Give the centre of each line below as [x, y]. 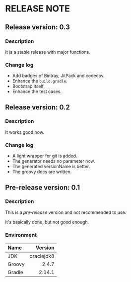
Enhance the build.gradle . [40, 81]
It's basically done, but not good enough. [47, 222]
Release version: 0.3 [38, 27]
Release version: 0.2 [38, 107]
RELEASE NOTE [38, 9]
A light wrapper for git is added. [45, 156]
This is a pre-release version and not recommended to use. [66, 212]
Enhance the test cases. [37, 92]
